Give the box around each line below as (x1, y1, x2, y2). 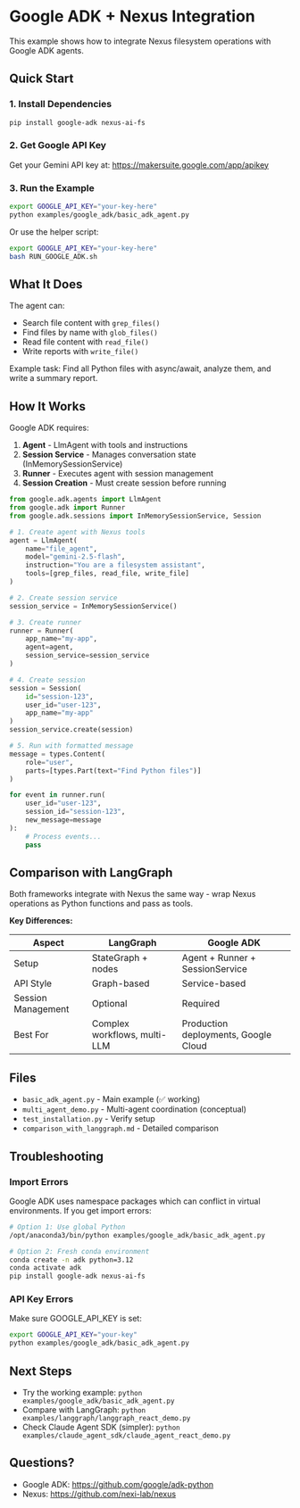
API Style (13, 977, 52, 990)
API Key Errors (9, 1293, 74, 1305)
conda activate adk (9, 1264, 82, 1272)
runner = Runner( (9, 626, 74, 635)
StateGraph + (92, 952, 148, 965)
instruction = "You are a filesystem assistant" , (25, 560, 205, 570)
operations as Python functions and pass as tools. (9, 899, 194, 909)
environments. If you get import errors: (9, 1205, 152, 1215)
